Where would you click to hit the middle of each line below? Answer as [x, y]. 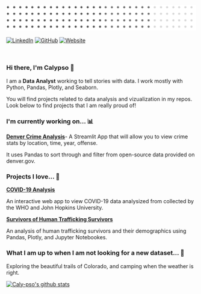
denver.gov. [21, 161]
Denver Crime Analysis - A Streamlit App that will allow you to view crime [97, 136]
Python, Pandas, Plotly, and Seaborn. [52, 87]
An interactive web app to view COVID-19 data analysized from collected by [100, 201]
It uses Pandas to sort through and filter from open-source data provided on [100, 155]
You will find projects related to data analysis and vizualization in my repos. [99, 99]
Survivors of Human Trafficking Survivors [60, 219]
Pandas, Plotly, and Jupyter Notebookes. [57, 237]
